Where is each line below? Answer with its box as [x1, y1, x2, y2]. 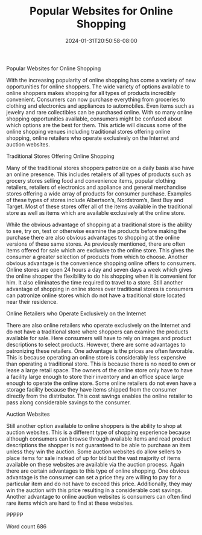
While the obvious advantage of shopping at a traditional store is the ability [6, 221, 192, 228]
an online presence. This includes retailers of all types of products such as [6, 171, 192, 178]
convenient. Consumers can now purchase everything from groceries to [6, 96, 186, 103]
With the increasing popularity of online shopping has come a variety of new [6, 76, 197, 84]
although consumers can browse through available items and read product [6, 435, 192, 442]
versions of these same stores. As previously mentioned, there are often [6, 240, 186, 248]
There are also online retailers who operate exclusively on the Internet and [6, 321, 191, 329]
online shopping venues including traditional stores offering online [6, 128, 171, 135]
